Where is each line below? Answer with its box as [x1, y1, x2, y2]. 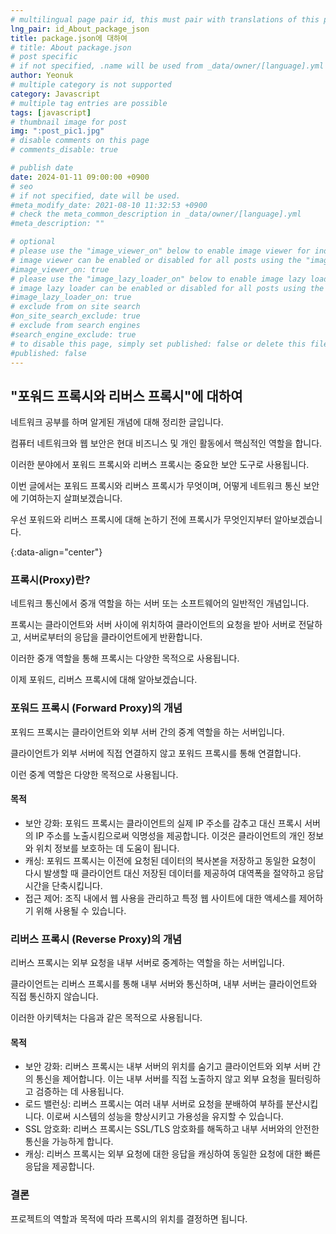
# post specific [10, 52, 78, 62]
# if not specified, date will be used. [10, 191, 182, 201]
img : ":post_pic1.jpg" [10, 126, 105, 136]
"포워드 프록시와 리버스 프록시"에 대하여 [10, 387, 243, 405]
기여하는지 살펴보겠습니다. [20, 492, 123, 505]
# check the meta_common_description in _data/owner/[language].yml [10, 209, 302, 220]
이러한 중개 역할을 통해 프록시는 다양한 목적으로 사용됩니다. [10, 652, 240, 665]
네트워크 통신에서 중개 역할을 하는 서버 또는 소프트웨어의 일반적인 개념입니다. [10, 597, 310, 610]
